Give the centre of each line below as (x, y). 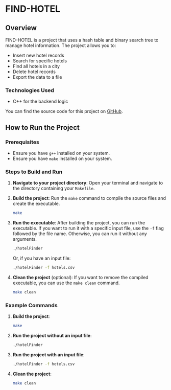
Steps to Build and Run (34, 172)
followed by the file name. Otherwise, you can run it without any (80, 234)
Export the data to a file (37, 77)
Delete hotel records (34, 72)
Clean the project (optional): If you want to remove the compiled (81, 277)
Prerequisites (22, 142)
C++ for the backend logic (40, 101)
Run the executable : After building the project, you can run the (79, 223)
